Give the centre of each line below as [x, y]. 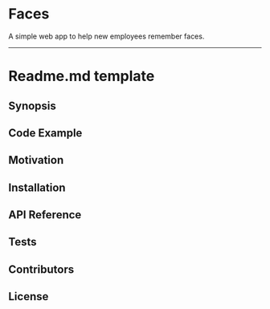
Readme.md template [82, 76]
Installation [37, 187]
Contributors [41, 269]
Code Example [45, 133]
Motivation [36, 160]
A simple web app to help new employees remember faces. [106, 36]
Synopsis [32, 106]
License [29, 297]
